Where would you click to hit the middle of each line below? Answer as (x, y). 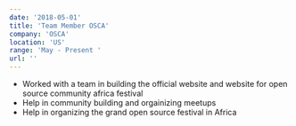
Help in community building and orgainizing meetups (119, 102)
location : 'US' (37, 42)
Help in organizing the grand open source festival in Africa (129, 112)
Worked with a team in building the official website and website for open (155, 84)
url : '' (24, 59)
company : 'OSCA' (39, 34)
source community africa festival (82, 93)
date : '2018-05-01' (45, 17)
